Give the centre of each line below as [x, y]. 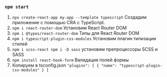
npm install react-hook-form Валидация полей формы [70, 60]
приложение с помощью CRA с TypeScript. [58, 23]
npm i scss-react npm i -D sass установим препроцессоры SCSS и [85, 49]
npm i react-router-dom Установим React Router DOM [69, 28]
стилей [20, 44]
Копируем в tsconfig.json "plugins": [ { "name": [65, 65]
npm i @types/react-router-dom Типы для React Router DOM [76, 33]
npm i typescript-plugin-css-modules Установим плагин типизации [84, 39]
